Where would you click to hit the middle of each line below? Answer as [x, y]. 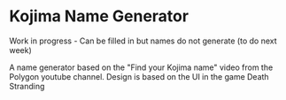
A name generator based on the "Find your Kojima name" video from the [141, 67]
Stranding [27, 86]
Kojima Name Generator [99, 16]
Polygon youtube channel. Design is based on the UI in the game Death [139, 76]
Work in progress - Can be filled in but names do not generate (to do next [143, 41]
